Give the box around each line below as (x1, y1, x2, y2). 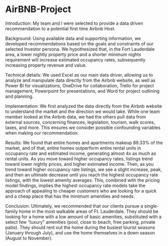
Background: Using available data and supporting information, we (5, 35, 141, 41)
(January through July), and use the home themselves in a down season (5, 229, 155, 235)
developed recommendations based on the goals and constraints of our (5, 40, 154, 46)
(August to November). (5, 235, 53, 241)
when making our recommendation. (5, 130, 79, 136)
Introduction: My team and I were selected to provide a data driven (5, 20, 143, 26)
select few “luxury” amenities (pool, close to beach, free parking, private (5, 219, 156, 225)
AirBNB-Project (5, 4, 71, 15)
